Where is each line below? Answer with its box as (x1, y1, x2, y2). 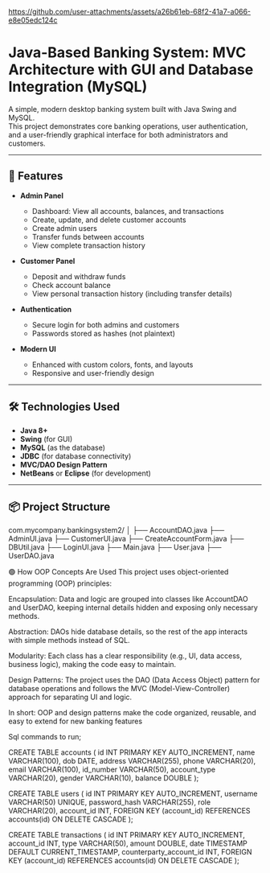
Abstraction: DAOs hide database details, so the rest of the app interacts (8, 627, 247, 636)
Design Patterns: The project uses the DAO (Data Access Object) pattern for (8, 675, 260, 685)
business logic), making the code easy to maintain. (8, 660, 177, 669)
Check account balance (31, 280, 111, 290)
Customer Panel (19, 256, 76, 266)
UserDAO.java (8, 551, 55, 561)
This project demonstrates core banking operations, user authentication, (8, 121, 248, 131)
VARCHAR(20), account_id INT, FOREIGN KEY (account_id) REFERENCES (8, 806, 251, 816)
